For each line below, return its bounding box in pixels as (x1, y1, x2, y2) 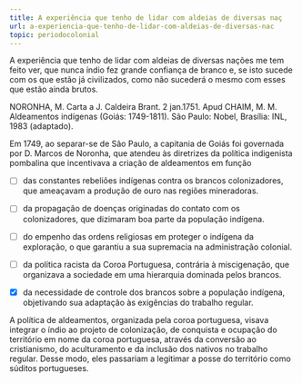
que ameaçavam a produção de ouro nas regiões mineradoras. (22, 185, 259, 196)
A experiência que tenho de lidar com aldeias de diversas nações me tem (9, 55, 285, 66)
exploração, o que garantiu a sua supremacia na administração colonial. (22, 241, 293, 252)
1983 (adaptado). (9, 121, 75, 132)
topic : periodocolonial (9, 30, 100, 39)
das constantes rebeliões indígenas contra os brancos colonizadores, (22, 175, 284, 186)
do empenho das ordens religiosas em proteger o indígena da (22, 231, 255, 241)
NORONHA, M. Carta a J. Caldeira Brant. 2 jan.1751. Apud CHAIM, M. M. (9, 102, 277, 113)
